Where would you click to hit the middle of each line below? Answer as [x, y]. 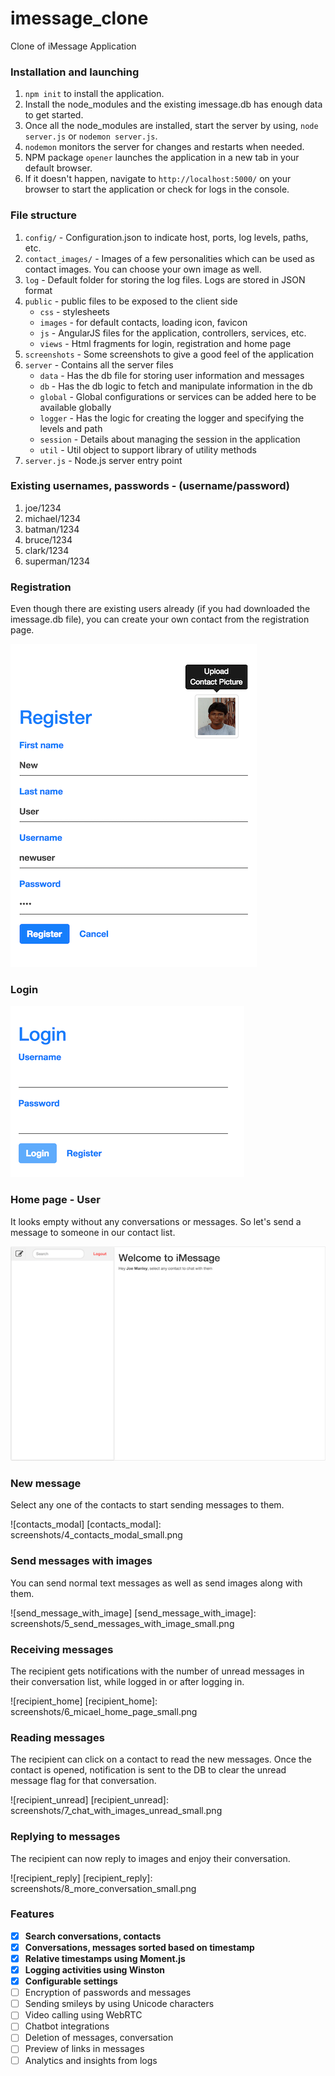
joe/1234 [43, 508]
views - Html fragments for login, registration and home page [165, 343]
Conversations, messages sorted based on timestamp [139, 1947]
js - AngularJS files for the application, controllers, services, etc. [173, 333]
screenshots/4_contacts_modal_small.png [96, 1535]
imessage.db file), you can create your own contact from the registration [160, 619]
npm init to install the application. [94, 94]
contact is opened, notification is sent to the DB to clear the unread [148, 1770]
